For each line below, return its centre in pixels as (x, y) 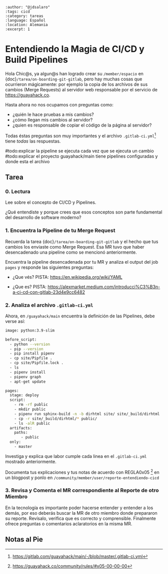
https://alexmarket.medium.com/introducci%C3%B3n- (104, 287)
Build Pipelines (37, 60)
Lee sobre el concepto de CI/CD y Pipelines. (51, 202)
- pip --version (26, 349)
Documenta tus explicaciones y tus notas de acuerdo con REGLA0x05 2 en (82, 472)
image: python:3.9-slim (30, 330)
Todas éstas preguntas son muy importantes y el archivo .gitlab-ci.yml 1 (81, 135)
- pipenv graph (25, 377)
